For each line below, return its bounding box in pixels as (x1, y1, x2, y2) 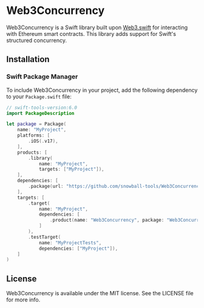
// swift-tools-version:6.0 (6, 104, 78, 111)
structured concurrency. (6, 36, 67, 44)
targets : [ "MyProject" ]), (38, 166, 104, 173)
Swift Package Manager (6, 72, 78, 81)
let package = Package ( (6, 121, 67, 128)
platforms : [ (17, 132, 50, 139)
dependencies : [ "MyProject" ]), (38, 245, 118, 252)
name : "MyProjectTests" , (38, 239, 102, 246)
